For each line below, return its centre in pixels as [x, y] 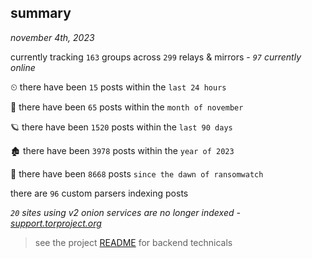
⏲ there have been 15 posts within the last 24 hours [118, 87]
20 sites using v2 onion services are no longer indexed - [125, 212]
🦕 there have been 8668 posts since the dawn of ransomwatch [137, 173]
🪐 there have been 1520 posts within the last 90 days [121, 127]
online [23, 67]
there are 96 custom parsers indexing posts [99, 193]
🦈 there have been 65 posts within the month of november [127, 107]
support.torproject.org [56, 223]
